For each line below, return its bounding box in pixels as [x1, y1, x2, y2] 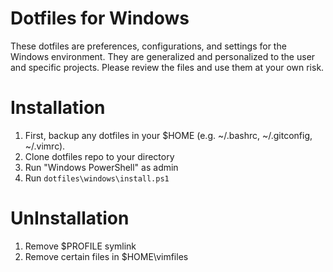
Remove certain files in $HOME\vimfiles [24, 250, 189, 262]
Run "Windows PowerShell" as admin [24, 161, 179, 173]
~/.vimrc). [24, 140, 66, 152]
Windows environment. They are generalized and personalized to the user [10, 50, 316, 62]
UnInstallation [10, 207, 130, 230]
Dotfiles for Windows [10, 7, 190, 30]
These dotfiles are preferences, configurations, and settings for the [10, 40, 287, 52]
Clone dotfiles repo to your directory [24, 150, 175, 162]
